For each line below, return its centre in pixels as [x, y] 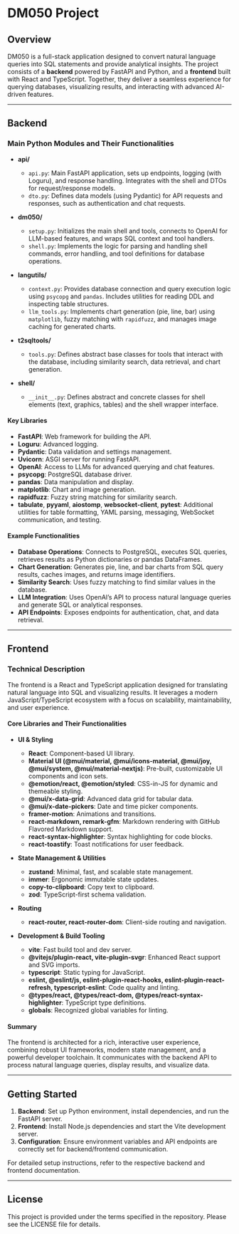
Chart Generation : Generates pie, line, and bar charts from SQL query [121, 567]
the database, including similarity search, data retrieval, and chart [124, 362]
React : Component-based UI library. [81, 753]
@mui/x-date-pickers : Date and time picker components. [113, 806]
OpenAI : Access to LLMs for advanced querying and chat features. [116, 466]
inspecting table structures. [68, 303]
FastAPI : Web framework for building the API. [84, 436]
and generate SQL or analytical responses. [80, 605]
